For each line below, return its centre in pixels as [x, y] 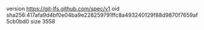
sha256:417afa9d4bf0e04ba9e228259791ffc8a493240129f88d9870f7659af [102, 15]
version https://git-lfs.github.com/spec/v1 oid [63, 9]
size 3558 [43, 21]
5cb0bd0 [18, 21]
